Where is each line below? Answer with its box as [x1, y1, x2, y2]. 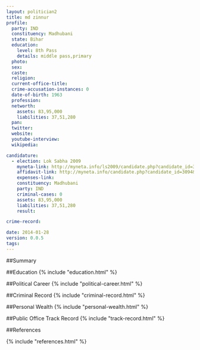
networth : [11, 103, 36, 109]
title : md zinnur [6, 14, 49, 20]
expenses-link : [17, 175, 55, 181]
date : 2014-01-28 [6, 230, 49, 236]
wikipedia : [11, 141, 39, 148]
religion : [11, 75, 36, 81]
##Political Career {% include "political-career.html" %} [6, 280, 143, 287]
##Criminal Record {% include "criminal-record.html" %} [6, 292, 146, 299]
